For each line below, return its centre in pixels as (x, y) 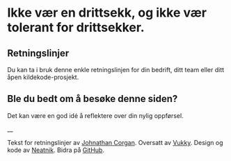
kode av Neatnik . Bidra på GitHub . (56, 150)
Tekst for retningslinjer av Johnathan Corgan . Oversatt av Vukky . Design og (115, 142)
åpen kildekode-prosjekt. (43, 77)
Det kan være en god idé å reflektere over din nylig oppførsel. (95, 115)
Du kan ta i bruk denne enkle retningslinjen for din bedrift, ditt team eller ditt (116, 70)
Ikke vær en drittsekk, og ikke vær (107, 13)
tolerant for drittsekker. (76, 27)
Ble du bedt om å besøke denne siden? (93, 99)
